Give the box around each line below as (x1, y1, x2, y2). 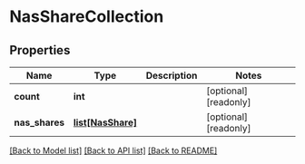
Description (145, 70, 198, 82)
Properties (9, 43, 71, 58)
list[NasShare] (73, 116, 138, 129)
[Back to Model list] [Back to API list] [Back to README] (9, 145, 218, 156)
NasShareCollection (9, 6, 164, 27)
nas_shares (14, 116, 65, 129)
